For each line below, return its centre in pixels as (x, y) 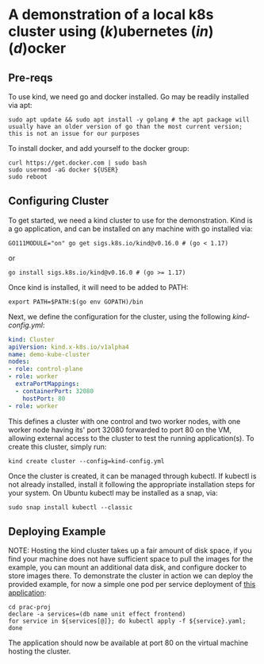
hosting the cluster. (40, 651)
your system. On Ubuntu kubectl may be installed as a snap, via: (113, 492)
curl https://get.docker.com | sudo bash (78, 163)
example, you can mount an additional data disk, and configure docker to (128, 567)
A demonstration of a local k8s (111, 15)
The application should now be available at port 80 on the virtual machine (128, 643)
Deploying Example (57, 531)
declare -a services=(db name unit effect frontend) (97, 614)
